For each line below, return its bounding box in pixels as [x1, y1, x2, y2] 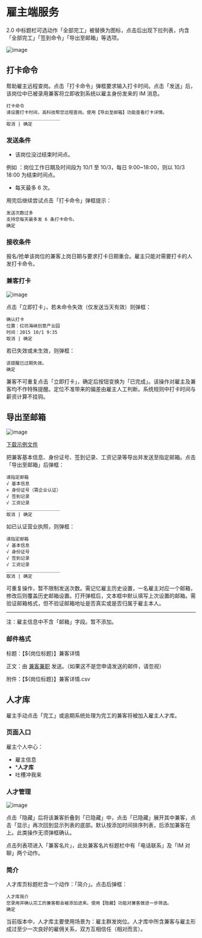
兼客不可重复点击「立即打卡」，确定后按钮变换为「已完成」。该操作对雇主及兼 [6, 378, 196, 385]
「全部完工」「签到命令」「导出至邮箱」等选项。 [6, 34, 122, 41]
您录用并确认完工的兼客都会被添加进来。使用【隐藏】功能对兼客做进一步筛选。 [6, 900, 172, 907]
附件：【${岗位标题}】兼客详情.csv [6, 675, 91, 683]
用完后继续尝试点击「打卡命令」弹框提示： [6, 197, 112, 204]
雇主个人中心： [6, 743, 43, 750]
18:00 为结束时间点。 [6, 171, 58, 178]
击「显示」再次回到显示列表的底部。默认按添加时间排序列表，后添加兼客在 [6, 822, 191, 829]
